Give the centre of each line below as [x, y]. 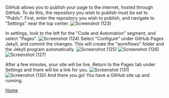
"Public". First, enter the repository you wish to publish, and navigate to [80, 18]
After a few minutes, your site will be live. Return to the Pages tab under [80, 64]
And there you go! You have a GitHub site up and [99, 75]
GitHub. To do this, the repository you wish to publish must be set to [77, 13]
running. [14, 81]
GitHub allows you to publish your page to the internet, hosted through [79, 7]
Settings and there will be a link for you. [47, 70]
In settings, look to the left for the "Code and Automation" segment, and [81, 33]
